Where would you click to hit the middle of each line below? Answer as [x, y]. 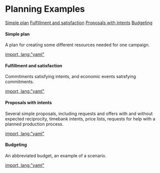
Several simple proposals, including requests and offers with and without [79, 114]
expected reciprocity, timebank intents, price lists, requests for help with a [80, 118]
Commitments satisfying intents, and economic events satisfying [71, 77]
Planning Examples [45, 9]
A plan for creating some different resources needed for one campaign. [78, 45]
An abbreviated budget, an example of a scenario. [56, 155]
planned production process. [34, 124]
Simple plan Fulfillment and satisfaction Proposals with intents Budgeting [79, 23]
